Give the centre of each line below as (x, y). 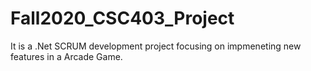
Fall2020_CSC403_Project (122, 18)
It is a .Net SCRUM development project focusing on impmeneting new (156, 46)
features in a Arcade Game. (66, 56)
